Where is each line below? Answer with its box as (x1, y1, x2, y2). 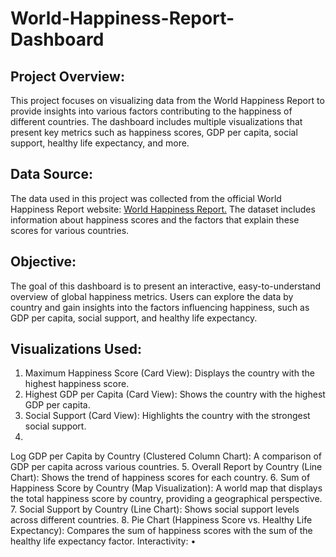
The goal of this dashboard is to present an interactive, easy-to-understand (10, 280, 322, 292)
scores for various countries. (10, 224, 130, 236)
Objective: (10, 253, 77, 271)
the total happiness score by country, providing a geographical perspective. (10, 493, 323, 505)
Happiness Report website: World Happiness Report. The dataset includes (10, 203, 316, 215)
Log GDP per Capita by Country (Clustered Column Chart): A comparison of (10, 450, 323, 462)
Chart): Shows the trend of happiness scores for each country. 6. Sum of (10, 472, 311, 484)
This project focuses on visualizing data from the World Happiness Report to (10, 95, 325, 106)
